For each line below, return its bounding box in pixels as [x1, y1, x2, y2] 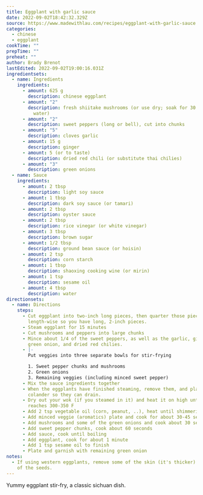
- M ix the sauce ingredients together [22, 380, 120, 387]
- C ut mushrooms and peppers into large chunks [22, 330, 145, 336]
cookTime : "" [6, 43, 39, 49]
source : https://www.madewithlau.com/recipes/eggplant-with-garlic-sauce [6, 20, 196, 26]
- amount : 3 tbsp [22, 228, 66, 234]
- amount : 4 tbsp [22, 285, 66, 291]
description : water [28, 290, 77, 297]
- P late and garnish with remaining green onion [22, 448, 147, 454]
